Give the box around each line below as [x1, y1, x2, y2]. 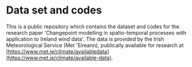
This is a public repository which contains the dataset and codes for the [6, 23, 180, 30]
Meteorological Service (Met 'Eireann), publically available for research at [6, 42, 184, 49]
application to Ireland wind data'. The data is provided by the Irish [6, 35, 164, 42]
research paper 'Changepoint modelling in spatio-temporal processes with [6, 29, 187, 36]
